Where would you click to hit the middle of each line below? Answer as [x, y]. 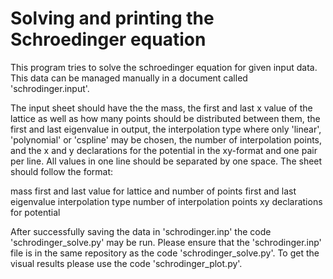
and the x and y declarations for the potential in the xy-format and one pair [164, 150]
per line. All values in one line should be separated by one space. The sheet [166, 161]
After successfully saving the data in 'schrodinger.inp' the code [141, 231]
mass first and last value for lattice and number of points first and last [153, 191]
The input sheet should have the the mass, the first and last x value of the [161, 108]
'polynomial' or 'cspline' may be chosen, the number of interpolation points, [166, 139]
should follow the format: [62, 171]
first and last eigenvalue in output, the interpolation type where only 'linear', [166, 129]
